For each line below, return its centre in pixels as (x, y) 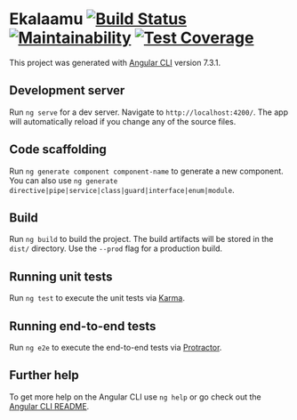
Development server (67, 90)
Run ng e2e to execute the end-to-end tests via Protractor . (116, 347)
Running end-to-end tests (83, 326)
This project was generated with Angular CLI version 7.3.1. (115, 62)
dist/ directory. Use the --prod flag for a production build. (116, 248)
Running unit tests (61, 276)
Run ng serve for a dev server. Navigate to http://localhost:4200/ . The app (149, 112)
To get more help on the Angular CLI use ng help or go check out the (135, 397)
